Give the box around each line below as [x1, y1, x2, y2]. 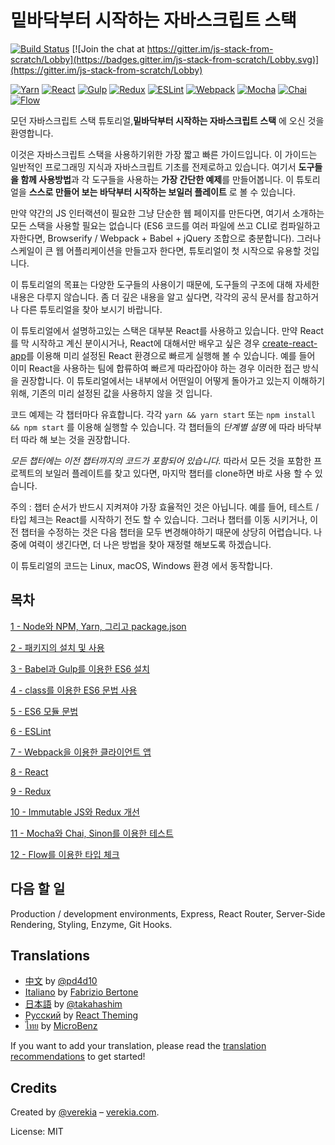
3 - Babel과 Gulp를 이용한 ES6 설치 [10, 662, 150, 675]
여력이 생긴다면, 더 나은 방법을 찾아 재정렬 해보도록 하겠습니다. [28, 538, 272, 550]
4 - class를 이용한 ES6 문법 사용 [10, 684, 138, 696]
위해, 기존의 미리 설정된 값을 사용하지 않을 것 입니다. [10, 387, 213, 399]
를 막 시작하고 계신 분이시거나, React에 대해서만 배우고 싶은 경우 [10, 337, 261, 349]
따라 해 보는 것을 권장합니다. [20, 433, 131, 445]
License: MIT [10, 1126, 64, 1138]
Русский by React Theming [24, 1009, 139, 1021]
